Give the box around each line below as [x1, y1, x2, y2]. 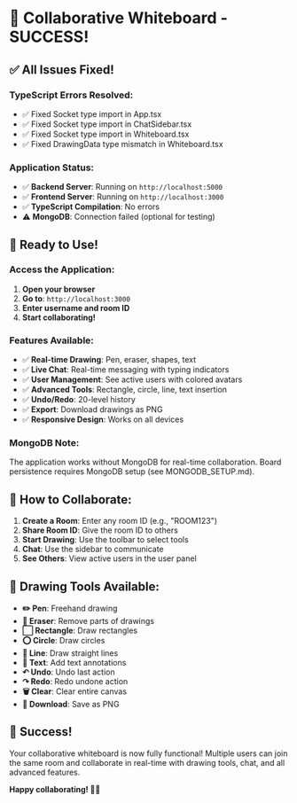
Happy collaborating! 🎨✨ [9, 784, 101, 794]
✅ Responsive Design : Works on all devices [21, 414, 184, 425]
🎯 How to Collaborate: [9, 492, 132, 507]
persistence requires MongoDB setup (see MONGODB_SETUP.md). [9, 466, 255, 477]
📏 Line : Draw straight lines [21, 648, 119, 659]
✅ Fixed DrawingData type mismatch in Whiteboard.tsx [21, 138, 223, 149]
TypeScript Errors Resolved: [9, 89, 134, 101]
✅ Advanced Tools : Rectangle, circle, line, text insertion [21, 385, 228, 395]
